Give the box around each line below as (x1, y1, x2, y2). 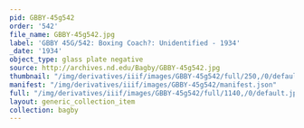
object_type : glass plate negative (9, 55, 144, 64)
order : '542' (9, 22, 59, 31)
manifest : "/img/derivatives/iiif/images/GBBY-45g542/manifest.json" (9, 80, 278, 89)
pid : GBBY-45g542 (9, 13, 75, 23)
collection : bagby (9, 105, 79, 114)
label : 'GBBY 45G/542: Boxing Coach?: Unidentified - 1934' (9, 38, 242, 48)
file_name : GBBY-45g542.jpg (9, 30, 116, 39)
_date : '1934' (9, 47, 63, 56)
